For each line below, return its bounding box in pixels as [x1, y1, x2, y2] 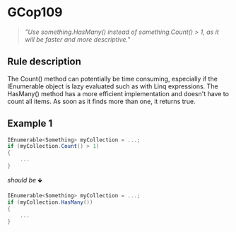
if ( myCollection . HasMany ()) [7, 199, 93, 206]
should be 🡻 [7, 175, 42, 184]
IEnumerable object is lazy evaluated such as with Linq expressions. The [7, 82, 218, 91]
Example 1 [7, 117, 53, 129]
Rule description [7, 56, 81, 68]
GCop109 [7, 4, 63, 21]
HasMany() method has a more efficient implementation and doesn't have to [7, 89, 230, 98]
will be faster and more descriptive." [24, 35, 131, 43]
